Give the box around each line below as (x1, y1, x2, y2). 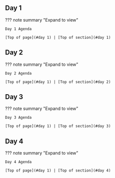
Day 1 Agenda (5, 26, 32, 31)
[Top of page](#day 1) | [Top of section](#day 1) (5, 35, 111, 40)
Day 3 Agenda (5, 115, 32, 120)
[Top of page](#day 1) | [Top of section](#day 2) (5, 79, 111, 84)
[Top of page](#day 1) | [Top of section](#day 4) (5, 168, 111, 173)
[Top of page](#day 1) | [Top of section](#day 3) (5, 124, 111, 129)
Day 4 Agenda (5, 159, 32, 165)
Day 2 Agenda (5, 71, 32, 76)
